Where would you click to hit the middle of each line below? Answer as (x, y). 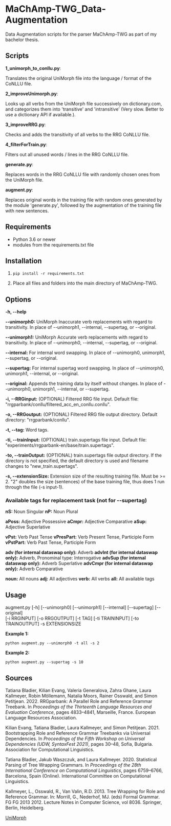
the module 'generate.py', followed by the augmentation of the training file (83, 205)
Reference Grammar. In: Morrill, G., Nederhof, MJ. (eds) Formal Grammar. (82, 797)
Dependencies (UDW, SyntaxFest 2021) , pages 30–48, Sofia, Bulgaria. (79, 744)
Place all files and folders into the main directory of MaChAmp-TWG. (85, 283)
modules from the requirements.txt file (53, 244)
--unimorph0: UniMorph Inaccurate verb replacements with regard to (79, 322)
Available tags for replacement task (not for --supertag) (76, 501)
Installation (24, 261)
